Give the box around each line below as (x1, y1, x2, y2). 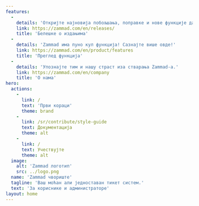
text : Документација (21, 125, 72, 131)
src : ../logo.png (16, 169, 59, 175)
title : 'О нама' (16, 75, 57, 81)
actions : (11, 86, 33, 92)
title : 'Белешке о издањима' (16, 31, 89, 37)
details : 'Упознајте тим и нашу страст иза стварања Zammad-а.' (16, 64, 179, 70)
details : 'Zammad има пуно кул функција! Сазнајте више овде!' (16, 42, 176, 48)
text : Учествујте (21, 147, 65, 153)
